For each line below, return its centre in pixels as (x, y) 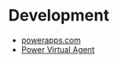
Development (59, 16)
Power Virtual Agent (58, 49)
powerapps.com (51, 40)
